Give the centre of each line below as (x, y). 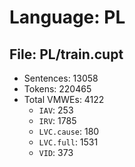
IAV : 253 (56, 110)
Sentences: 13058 (61, 78)
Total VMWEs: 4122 (64, 99)
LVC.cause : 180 (69, 131)
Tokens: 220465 (57, 89)
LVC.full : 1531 (68, 142)
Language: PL (67, 17)
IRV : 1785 (57, 120)
